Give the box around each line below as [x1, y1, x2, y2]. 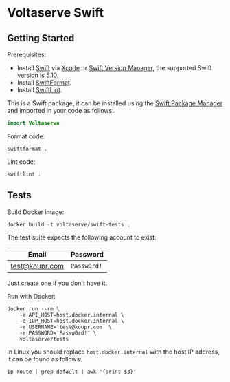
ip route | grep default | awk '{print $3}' [7, 368, 137, 375]
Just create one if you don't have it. [7, 279, 108, 287]
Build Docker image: [7, 208, 65, 216]
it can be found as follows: [7, 354, 82, 363]
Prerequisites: [7, 50, 47, 59]
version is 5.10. [16, 71, 59, 79]
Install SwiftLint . [16, 86, 62, 94]
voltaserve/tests [19, 335, 69, 342]
